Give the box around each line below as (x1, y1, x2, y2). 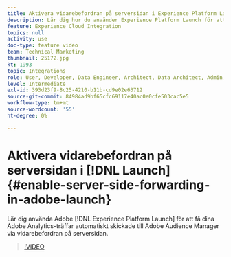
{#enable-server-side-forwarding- (7, 177, 210, 192)
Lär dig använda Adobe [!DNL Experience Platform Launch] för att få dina (7, 214, 214, 223)
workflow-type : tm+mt (7, 100, 69, 107)
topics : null (7, 29, 45, 36)
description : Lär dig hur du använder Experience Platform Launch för (7, 16, 214, 23)
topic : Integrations (7, 67, 67, 74)
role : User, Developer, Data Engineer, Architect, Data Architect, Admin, (7, 74, 226, 81)
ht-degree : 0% (7, 112, 48, 119)
